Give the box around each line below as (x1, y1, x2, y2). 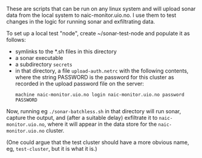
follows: (6, 36, 26, 43)
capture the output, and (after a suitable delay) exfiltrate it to (6, 114, 158, 121)
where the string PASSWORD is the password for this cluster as (15, 74, 175, 81)
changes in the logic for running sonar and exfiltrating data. (6, 18, 155, 25)
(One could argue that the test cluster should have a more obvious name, (6, 139, 190, 146)
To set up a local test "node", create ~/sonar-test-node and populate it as (6, 30, 190, 37)
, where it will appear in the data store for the (44, 120, 157, 128)
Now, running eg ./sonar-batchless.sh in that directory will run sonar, (6, 108, 181, 114)
